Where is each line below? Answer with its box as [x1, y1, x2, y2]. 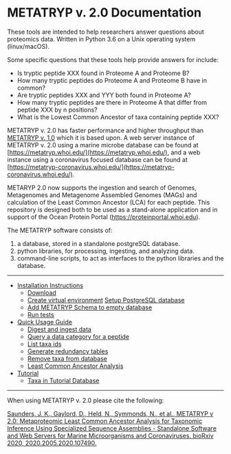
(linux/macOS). [7, 42, 50, 50]
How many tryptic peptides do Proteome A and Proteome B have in [16, 76, 208, 84]
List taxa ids [27, 340, 62, 348]
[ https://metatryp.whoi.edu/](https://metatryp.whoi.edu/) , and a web [7, 148, 201, 156]
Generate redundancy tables [27, 347, 109, 355]
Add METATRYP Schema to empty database [27, 303, 153, 311]
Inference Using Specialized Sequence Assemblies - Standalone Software [7, 424, 217, 432]
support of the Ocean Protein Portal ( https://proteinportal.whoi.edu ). [7, 212, 201, 221]
